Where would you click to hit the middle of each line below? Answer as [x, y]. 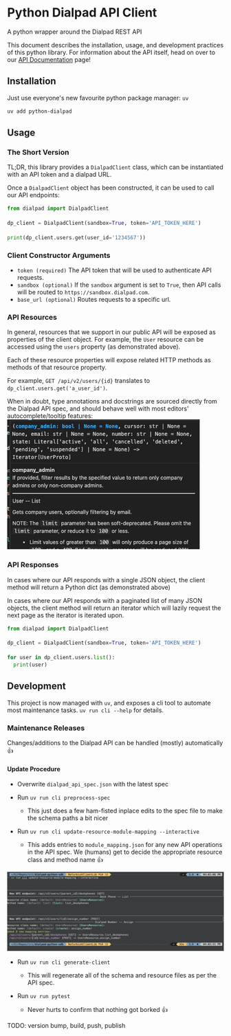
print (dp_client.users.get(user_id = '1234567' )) [77, 238]
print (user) [31, 665]
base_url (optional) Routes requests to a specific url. [94, 299]
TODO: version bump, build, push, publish [66, 1026]
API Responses [33, 565]
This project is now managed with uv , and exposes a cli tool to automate [109, 703]
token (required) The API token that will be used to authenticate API [114, 270]
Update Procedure [34, 769]
